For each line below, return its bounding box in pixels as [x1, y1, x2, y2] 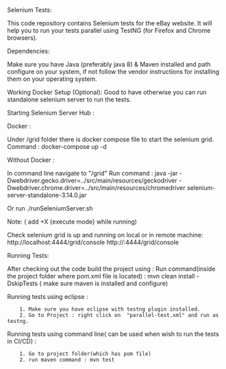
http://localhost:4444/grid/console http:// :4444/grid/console [7, 238, 179, 246]
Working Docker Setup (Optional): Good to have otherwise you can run [7, 88, 207, 96]
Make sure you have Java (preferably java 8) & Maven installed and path [7, 60, 211, 68]
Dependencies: [7, 47, 50, 55]
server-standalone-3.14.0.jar [7, 191, 87, 199]
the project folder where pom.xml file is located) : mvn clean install [7, 272, 195, 280]
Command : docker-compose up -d [7, 143, 108, 150]
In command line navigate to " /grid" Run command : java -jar [7, 169, 178, 177]
